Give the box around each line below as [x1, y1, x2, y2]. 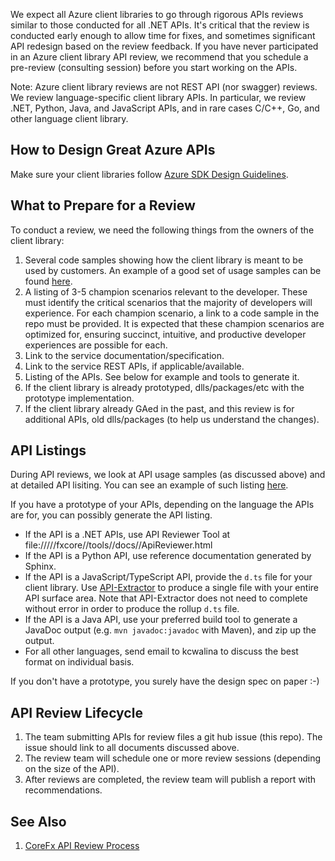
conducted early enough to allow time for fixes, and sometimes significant [10, 30, 316, 41]
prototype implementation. [24, 392, 135, 404]
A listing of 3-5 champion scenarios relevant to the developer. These [24, 285, 308, 298]
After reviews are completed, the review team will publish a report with [24, 774, 317, 786]
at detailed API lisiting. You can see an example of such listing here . [10, 479, 289, 491]
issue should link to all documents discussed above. [24, 742, 240, 754]
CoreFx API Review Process [24, 840, 140, 852]
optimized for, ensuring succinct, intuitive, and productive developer [24, 328, 307, 340]
